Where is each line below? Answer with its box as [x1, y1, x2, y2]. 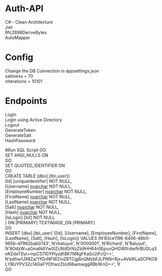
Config [5, 52, 33, 63]
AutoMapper [5, 35, 30, 41]
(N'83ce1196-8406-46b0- [98, 235, 151, 241]
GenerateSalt [5, 132, 32, 138]
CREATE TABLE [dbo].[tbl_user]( [5, 173, 70, 179]
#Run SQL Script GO [5, 147, 46, 153]
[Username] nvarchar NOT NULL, [5, 183, 72, 189]
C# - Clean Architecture [5, 19, 53, 25]
